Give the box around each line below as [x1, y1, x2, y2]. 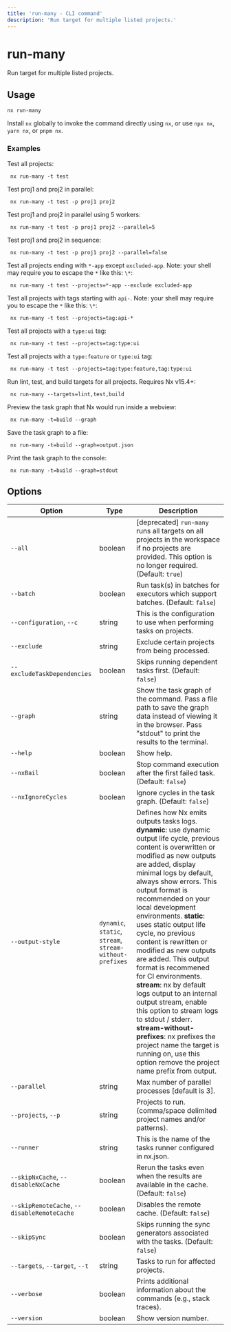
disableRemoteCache [10, 1209, 74, 1217]
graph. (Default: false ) [136, 797, 210, 806]
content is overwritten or [136, 842, 216, 852]
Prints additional [136, 1276, 189, 1286]
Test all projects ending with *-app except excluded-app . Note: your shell [7, 261, 212, 269]
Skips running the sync [136, 1220, 211, 1229]
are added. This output [136, 954, 210, 964]
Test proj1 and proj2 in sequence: [7, 236, 102, 244]
